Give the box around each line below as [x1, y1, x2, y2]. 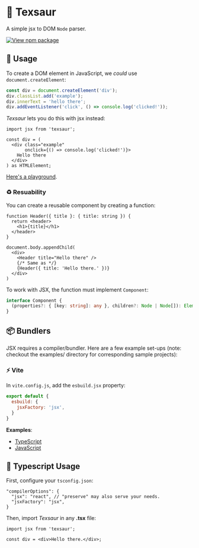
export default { [6, 393, 49, 399]
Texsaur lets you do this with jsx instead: [6, 115, 105, 122]
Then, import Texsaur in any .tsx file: [6, 515, 97, 522]
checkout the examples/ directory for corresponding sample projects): [6, 350, 178, 358]
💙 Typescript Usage [6, 461, 81, 472]
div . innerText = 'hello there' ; [6, 98, 86, 105]
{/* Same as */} [17, 260, 57, 266]
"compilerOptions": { [6, 488, 60, 494]
